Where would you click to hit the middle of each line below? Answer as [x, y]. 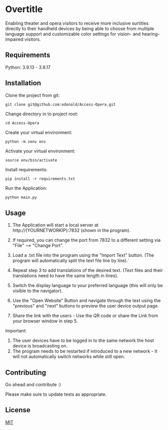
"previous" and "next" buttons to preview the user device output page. [86, 306]
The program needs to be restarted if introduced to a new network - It [85, 351]
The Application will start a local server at [56, 225]
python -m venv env [26, 141]
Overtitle [24, 9]
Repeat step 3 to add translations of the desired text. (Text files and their [88, 270]
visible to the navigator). [37, 291]
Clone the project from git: [32, 95]
